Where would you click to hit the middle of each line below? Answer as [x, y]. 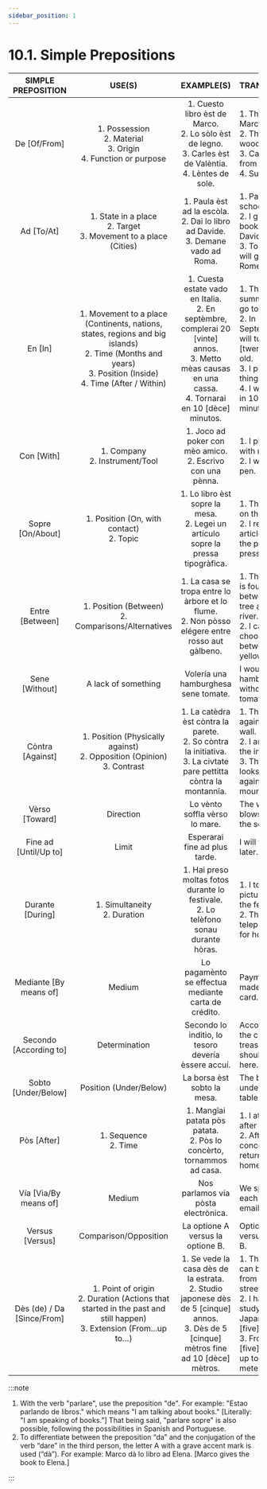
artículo [206, 533]
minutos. [206, 418]
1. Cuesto [206, 103]
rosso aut [206, 641]
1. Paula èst [206, 201]
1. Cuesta [206, 279]
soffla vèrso [206, 814]
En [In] [40, 349]
